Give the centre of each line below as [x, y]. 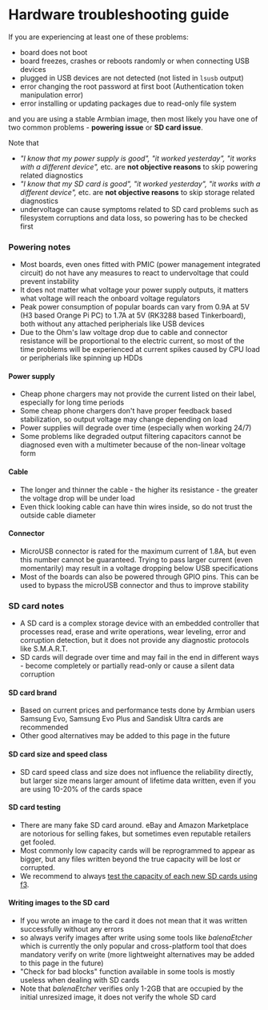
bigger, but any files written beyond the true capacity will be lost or [130, 859]
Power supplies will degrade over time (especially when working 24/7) [136, 428]
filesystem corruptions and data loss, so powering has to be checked [134, 218]
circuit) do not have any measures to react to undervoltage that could [134, 273]
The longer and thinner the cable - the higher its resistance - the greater [139, 489]
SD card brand [33, 693]
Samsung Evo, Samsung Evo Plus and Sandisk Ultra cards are [122, 719]
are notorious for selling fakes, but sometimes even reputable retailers [135, 833]
